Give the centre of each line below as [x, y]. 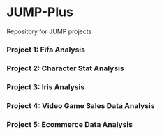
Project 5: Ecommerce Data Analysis [70, 124]
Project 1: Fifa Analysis [46, 50]
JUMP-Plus [40, 12]
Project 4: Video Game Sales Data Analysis [81, 105]
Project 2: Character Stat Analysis [65, 68]
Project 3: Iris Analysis [46, 86]
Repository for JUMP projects [49, 31]
